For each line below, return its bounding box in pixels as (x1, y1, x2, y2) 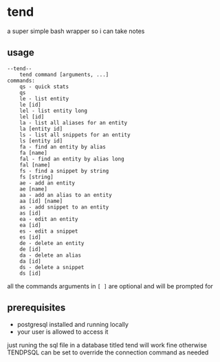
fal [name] (19, 161, 51, 169)
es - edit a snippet (19, 228, 78, 235)
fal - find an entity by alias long (19, 156, 125, 162)
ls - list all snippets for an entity (19, 131, 131, 138)
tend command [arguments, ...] (19, 71, 109, 78)
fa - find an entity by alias (19, 143, 107, 150)
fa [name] (19, 149, 48, 156)
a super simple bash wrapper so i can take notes (7, 27, 145, 35)
